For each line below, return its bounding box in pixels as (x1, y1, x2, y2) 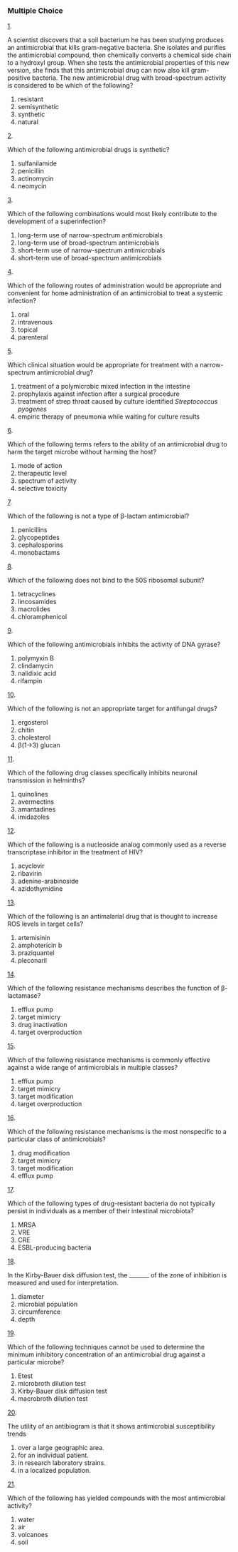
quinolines (17, 790, 48, 799)
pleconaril (17, 956, 48, 965)
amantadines (17, 805, 56, 814)
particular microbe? (7, 1358, 65, 1367)
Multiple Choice (7, 6, 64, 16)
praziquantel (17, 949, 55, 957)
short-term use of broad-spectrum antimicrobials (17, 254, 162, 262)
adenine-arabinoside (17, 877, 80, 886)
